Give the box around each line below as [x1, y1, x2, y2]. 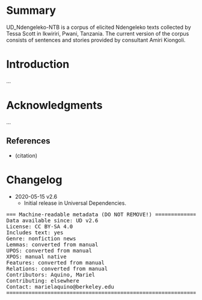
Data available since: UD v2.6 [6, 217, 99, 223]
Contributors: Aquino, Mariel [6, 271, 96, 278]
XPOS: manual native [6, 253, 67, 260]
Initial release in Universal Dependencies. [23, 199, 126, 207]
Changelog [6, 173, 63, 187]
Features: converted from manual [6, 259, 105, 266]
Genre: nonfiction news [6, 235, 76, 242]
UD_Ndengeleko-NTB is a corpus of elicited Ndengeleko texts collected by [6, 23, 191, 31]
